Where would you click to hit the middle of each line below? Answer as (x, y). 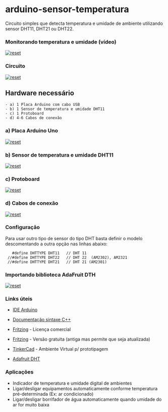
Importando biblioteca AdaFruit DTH (50, 275)
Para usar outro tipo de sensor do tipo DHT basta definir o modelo (74, 238)
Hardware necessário (40, 93)
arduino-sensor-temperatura (67, 9)
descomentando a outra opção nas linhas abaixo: (56, 244)
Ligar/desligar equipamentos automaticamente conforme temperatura (85, 388)
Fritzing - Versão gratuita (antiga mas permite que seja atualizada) (81, 339)
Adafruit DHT (26, 359)
